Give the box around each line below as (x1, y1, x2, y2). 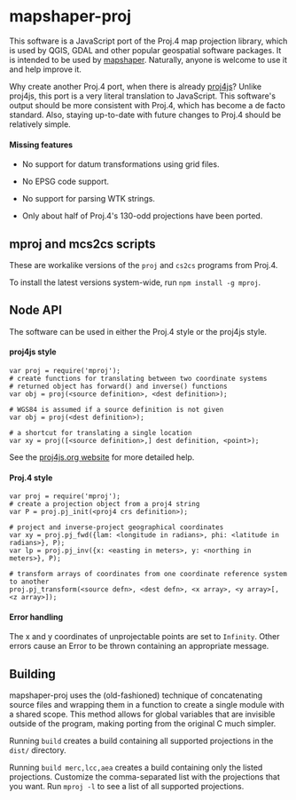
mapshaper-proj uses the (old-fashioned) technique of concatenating (9, 690, 263, 701)
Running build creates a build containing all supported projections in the (9, 735, 274, 747)
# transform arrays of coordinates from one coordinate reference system (9, 570, 288, 579)
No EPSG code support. (21, 176, 109, 187)
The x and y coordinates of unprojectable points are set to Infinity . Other (9, 631, 280, 642)
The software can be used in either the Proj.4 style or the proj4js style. (9, 326, 268, 337)
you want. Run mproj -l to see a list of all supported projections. (9, 781, 245, 792)
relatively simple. (9, 118, 71, 130)
